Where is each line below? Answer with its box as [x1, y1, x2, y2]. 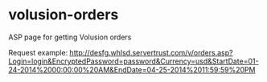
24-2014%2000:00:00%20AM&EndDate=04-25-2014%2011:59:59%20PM [8, 64, 256, 74]
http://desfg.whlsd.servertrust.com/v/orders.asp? [69, 47, 233, 57]
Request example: [8, 47, 68, 57]
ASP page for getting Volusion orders [8, 32, 132, 42]
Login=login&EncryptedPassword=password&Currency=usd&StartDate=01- [8, 56, 259, 66]
